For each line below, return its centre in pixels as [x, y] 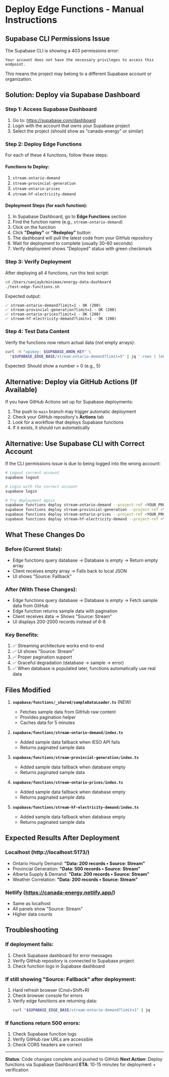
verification [17, 1070]
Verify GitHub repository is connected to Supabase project [73, 961]
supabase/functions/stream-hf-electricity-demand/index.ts [76, 808]
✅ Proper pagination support [42, 657]
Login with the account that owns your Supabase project [71, 126]
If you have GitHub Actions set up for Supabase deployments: [69, 402]
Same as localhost [32, 904]
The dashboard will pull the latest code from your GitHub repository [82, 238]
